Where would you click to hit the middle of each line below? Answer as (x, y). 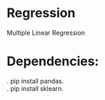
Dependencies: (53, 61)
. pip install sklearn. (35, 88)
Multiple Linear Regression (46, 33)
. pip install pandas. (35, 81)
